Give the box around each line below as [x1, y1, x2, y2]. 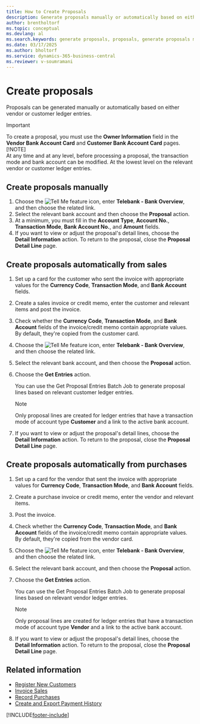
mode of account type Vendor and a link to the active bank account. [14, 623, 183, 631]
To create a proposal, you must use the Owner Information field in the [6, 133, 179, 141]
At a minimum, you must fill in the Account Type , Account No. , [14, 217, 170, 224]
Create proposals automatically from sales [6, 260, 167, 270]
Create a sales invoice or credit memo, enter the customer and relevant [14, 299, 189, 307]
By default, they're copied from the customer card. [14, 330, 140, 337]
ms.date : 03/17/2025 [6, 42, 58, 48]
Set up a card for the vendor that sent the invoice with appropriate [14, 475, 177, 482]
